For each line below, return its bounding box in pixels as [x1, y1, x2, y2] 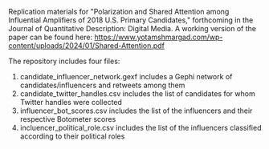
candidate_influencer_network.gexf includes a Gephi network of [19, 72, 233, 81]
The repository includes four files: [8, 56, 120, 66]
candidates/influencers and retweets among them [19, 80, 185, 90]
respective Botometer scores [19, 115, 116, 123]
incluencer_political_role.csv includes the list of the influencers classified [19, 123, 262, 132]
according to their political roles [19, 131, 125, 141]
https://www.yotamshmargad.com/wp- [94, 32, 223, 42]
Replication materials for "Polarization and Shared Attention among [8, 7, 230, 16]
